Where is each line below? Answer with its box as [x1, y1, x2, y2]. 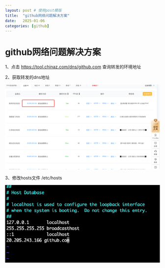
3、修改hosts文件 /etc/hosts [5, 175, 62, 181]
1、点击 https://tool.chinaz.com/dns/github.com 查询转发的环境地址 [5, 64, 141, 70]
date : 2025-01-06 [5, 18, 45, 23]
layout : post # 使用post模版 [5, 8, 62, 13]
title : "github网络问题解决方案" [5, 13, 70, 18]
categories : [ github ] [5, 24, 50, 28]
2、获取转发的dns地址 [5, 74, 50, 80]
